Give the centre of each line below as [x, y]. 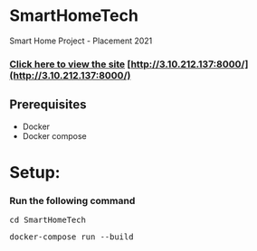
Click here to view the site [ [70, 64]
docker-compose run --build [71, 237]
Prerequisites [48, 105]
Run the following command [72, 200]
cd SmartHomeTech [48, 220]
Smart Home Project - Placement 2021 [81, 41]
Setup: [35, 172]
